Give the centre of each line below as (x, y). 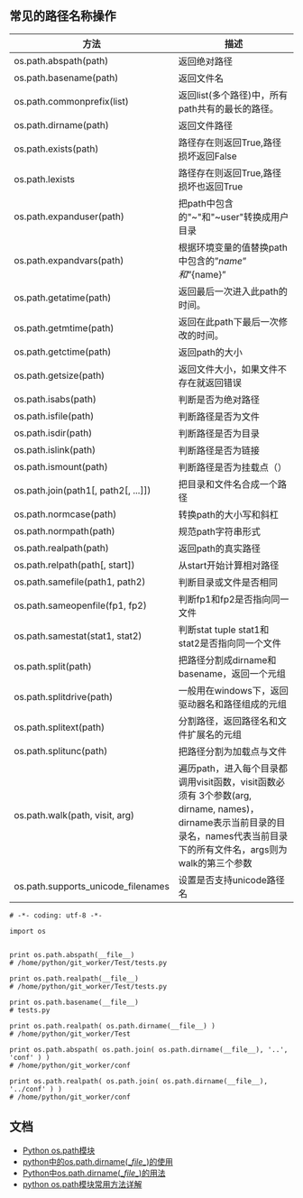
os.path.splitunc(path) (61, 751)
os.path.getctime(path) (63, 352)
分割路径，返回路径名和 (228, 721)
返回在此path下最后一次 (229, 321)
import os (28, 931)
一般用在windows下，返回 (233, 690)
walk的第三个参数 (215, 862)
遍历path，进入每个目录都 (233, 768)
